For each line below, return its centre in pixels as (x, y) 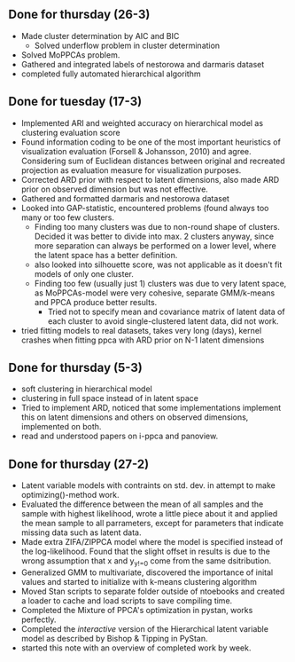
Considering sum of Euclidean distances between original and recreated (153, 161)
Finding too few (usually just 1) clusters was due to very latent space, (160, 283)
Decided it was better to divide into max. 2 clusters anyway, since (154, 236)
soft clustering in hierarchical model (86, 389)
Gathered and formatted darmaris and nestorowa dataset (125, 198)
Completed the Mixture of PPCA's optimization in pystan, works (137, 611)
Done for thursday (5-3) (75, 368)
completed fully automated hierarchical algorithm (111, 74)
